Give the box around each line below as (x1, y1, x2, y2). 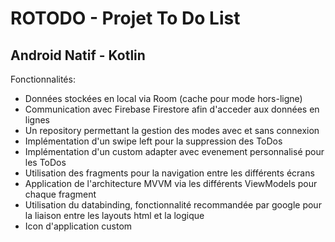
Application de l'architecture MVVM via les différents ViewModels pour (24, 178, 318, 189)
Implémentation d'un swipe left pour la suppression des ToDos (24, 135, 283, 147)
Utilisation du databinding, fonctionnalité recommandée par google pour (24, 199, 322, 211)
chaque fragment (24, 188, 97, 200)
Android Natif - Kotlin (10, 47, 146, 64)
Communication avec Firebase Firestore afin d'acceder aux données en (24, 103, 320, 115)
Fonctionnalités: (10, 73, 76, 85)
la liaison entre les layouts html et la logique (24, 210, 205, 221)
